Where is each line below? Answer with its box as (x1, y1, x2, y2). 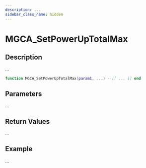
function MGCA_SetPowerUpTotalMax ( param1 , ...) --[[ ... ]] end (5, 76, 141, 81)
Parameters (5, 89, 42, 98)
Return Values (5, 117, 50, 126)
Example (5, 145, 33, 153)
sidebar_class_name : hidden (5, 12, 64, 17)
